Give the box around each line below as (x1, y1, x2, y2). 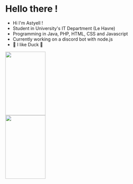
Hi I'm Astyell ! (12, 20, 43, 26)
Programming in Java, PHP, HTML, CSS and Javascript (12, 30, 128, 37)
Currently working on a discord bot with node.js (12, 36, 113, 42)
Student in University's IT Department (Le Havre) (12, 25, 116, 31)
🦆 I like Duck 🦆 (12, 41, 43, 47)
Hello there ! (5, 3, 58, 15)
